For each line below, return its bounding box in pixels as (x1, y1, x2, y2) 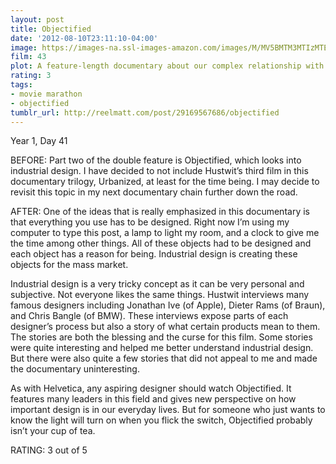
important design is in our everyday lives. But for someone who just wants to (10, 404, 326, 416)
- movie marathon (10, 89, 83, 99)
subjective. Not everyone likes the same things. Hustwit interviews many (10, 289, 310, 301)
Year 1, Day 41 (10, 135, 68, 147)
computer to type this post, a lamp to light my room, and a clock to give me (10, 227, 320, 239)
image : (10, 42, 38, 53)
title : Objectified (10, 24, 92, 34)
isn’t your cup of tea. (10, 425, 96, 437)
